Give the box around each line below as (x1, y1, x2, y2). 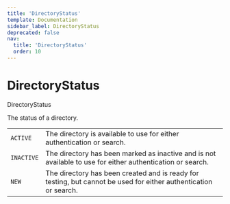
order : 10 (13, 49, 41, 55)
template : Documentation (7, 16, 78, 23)
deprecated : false (7, 29, 60, 36)
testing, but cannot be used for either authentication (45, 177, 213, 186)
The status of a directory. (7, 114, 79, 122)
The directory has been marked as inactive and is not (45, 149, 216, 158)
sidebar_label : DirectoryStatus (7, 23, 99, 29)
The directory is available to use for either (45, 129, 179, 138)
